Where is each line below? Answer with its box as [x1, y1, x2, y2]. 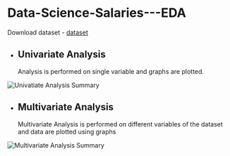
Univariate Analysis [17, 48, 106, 60]
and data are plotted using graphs [17, 127, 116, 136]
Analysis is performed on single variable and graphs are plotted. [17, 67, 205, 75]
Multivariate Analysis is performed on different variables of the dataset [17, 119, 224, 128]
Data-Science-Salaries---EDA [7, 5, 187, 21]
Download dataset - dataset [7, 28, 88, 37]
